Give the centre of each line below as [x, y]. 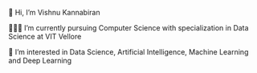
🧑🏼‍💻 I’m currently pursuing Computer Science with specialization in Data [128, 28]
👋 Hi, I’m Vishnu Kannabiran [54, 12]
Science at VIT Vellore [45, 36]
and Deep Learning [40, 61]
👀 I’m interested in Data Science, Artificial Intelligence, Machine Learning [128, 52]
